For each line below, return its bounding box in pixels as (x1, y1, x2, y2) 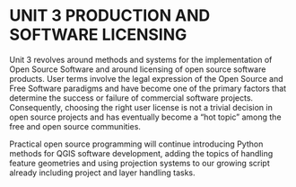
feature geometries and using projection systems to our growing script (9, 157, 271, 168)
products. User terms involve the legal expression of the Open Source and (9, 73, 284, 84)
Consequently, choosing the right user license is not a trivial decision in (9, 102, 274, 112)
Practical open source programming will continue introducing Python (9, 138, 264, 149)
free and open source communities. (9, 120, 142, 131)
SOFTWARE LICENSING (9, 24, 187, 45)
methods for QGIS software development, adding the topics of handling (9, 147, 274, 158)
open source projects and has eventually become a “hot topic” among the (9, 111, 282, 122)
